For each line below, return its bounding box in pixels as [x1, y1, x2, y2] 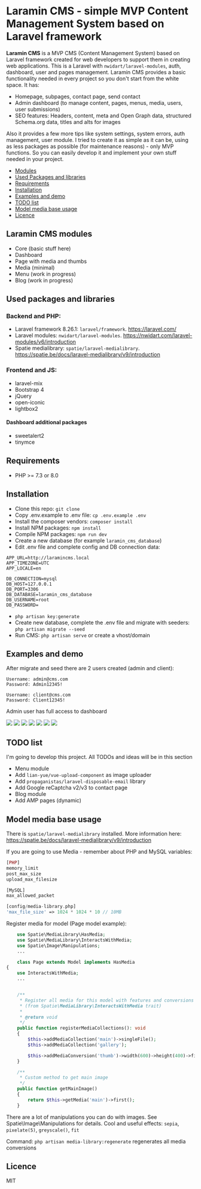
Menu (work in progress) [14, 270, 77, 277]
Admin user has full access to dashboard [6, 708, 107, 715]
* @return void [19, 1014, 58, 1020]
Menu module [14, 765, 50, 772]
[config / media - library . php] [6, 903, 77, 910]
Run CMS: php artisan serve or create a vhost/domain [14, 631, 151, 639]
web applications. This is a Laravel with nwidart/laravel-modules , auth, [6, 62, 181, 69]
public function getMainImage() [17, 1086, 98, 1092]
